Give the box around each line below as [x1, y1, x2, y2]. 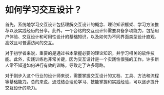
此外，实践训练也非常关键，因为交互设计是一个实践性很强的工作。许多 [13, 56, 155, 62]
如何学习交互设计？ [5, 4, 82, 16]
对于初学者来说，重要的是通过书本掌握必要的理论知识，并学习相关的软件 [5, 50, 150, 56]
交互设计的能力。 [5, 85, 40, 91]
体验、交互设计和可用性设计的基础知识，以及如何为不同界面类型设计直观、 [9, 34, 159, 39]
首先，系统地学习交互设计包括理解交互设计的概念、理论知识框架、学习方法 [5, 21, 155, 27]
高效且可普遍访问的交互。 [5, 39, 57, 45]
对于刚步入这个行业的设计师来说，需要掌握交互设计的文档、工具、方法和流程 [5, 73, 159, 78]
